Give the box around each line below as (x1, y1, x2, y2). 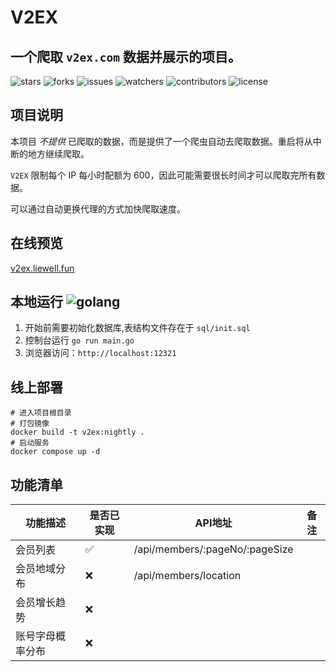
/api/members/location (133, 569, 242, 583)
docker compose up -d (10, 447, 101, 457)
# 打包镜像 (10, 419, 50, 429)
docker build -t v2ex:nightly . (10, 427, 145, 438)
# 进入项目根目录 (10, 408, 72, 418)
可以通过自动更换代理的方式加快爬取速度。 (10, 202, 186, 215)
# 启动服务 (10, 438, 50, 448)
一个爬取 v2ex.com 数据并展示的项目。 (10, 48, 242, 65)
